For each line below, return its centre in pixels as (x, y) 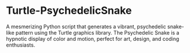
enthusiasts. (21, 45)
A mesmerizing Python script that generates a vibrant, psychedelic (86, 26)
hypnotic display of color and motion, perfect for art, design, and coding (93, 39)
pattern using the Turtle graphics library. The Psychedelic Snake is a (97, 32)
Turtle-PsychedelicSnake (69, 11)
